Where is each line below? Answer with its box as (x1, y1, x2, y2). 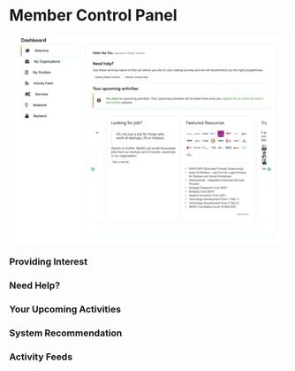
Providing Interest (9, 255, 88, 267)
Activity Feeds (9, 351, 73, 363)
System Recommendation (9, 327, 123, 339)
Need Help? (9, 279, 61, 291)
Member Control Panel (9, 5, 178, 26)
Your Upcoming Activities (9, 303, 122, 315)
